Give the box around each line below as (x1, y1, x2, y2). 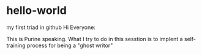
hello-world (6, 4, 67, 18)
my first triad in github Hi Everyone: (6, 24, 96, 31)
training (6, 42, 26, 49)
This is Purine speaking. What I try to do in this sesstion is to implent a (6, 35, 183, 42)
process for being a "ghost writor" (26, 42, 113, 49)
